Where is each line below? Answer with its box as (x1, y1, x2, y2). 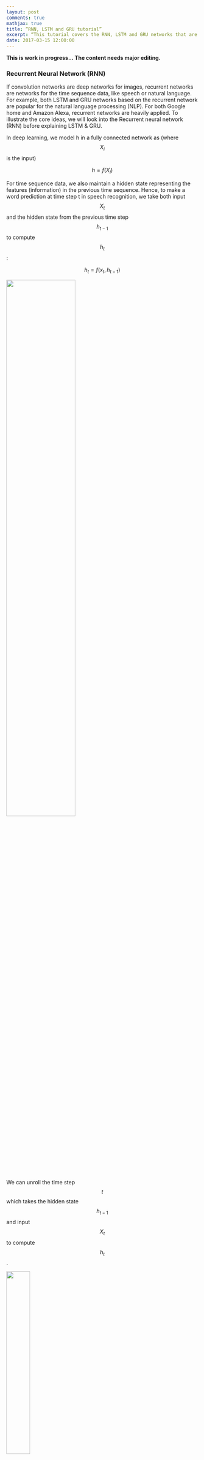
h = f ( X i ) (91, 166, 113, 175)
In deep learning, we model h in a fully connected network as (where (6, 134, 179, 141)
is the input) (6, 155, 37, 162)
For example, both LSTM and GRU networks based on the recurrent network (6, 96, 198, 104)
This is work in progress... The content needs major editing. (6, 54, 161, 61)
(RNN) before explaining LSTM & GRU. (6, 122, 102, 130)
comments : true (6, 15, 45, 21)
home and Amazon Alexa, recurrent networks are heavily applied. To (6, 109, 178, 117)
